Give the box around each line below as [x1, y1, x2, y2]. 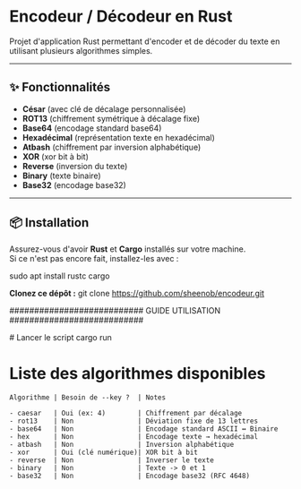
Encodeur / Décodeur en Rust [9, 6, 233, 27]
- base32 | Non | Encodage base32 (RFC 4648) [9, 471, 251, 480]
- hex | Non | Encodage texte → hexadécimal [9, 432, 258, 441]
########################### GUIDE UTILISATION [9, 305, 221, 315]
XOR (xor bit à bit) [21, 150, 90, 162]
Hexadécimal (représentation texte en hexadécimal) [21, 132, 215, 142]
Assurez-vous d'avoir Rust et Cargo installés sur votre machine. [9, 244, 246, 254]
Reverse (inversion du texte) [21, 160, 128, 171]
